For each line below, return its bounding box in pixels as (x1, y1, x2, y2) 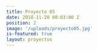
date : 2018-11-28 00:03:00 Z (6, 14, 80, 20)
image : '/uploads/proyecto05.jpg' (6, 25, 93, 32)
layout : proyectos (6, 36, 52, 42)
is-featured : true (6, 31, 52, 37)
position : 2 (6, 20, 36, 26)
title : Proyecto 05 (6, 8, 55, 15)
